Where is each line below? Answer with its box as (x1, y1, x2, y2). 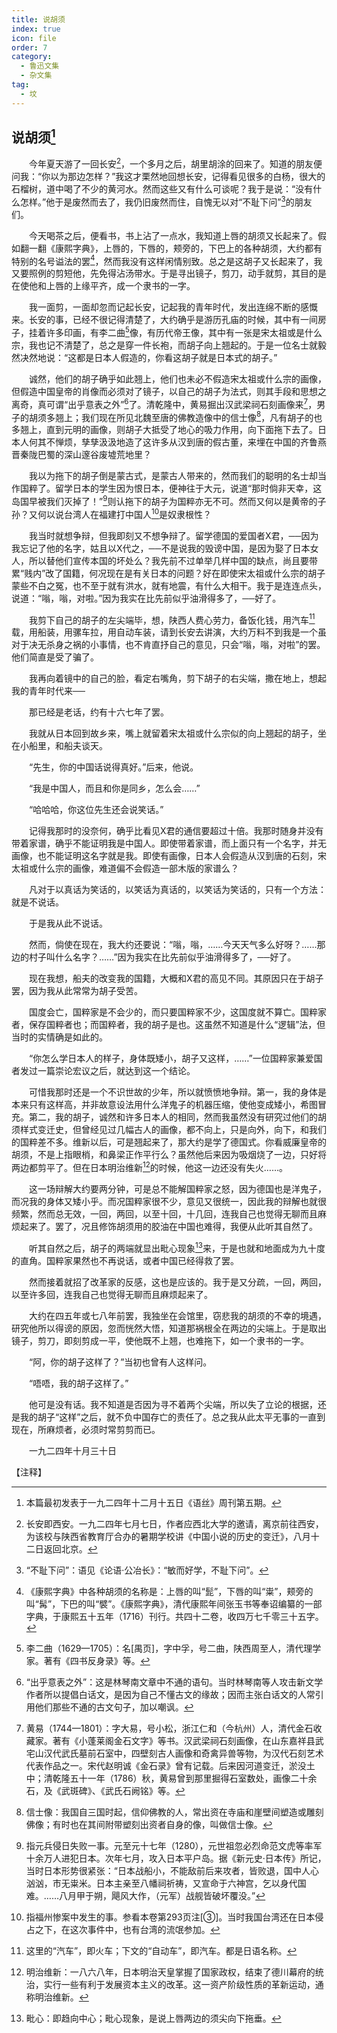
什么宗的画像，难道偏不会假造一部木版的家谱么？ (37, 862, 239, 875)
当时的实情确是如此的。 (11, 1031, 108, 1043)
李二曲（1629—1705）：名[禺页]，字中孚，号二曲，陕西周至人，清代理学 (25, 1642, 322, 1654)
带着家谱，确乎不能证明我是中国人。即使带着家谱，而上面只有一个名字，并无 (11, 837, 327, 850)
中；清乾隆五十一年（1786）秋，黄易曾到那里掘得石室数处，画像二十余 (25, 1772, 318, 1784)
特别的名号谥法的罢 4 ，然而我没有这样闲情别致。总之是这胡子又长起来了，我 (11, 253, 323, 267)
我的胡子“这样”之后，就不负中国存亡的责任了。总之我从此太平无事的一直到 (19, 1411, 326, 1423)
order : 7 (11, 42, 48, 53)
